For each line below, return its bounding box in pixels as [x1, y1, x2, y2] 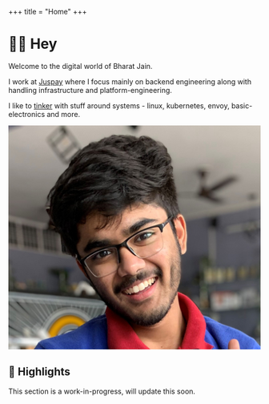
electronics [8, 109, 46, 119]
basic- [231, 100, 253, 111]
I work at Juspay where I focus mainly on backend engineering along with [8, 76, 252, 87]
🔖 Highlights [8, 365, 70, 379]
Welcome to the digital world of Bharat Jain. [8, 61, 153, 71]
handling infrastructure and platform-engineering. [8, 85, 172, 95]
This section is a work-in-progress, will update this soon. [8, 386, 196, 396]
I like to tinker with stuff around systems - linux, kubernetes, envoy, [8, 100, 230, 111]
